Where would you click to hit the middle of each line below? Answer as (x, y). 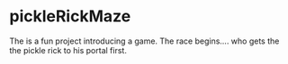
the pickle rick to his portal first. (68, 50)
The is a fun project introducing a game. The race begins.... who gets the (144, 41)
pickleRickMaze (70, 16)
